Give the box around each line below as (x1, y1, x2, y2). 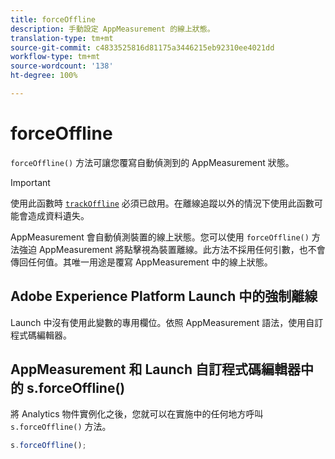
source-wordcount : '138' (10, 61, 114, 71)
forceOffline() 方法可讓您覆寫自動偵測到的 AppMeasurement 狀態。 (10, 156, 295, 168)
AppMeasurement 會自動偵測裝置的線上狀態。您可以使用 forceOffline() (10, 231, 310, 243)
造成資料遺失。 (27, 209, 90, 221)
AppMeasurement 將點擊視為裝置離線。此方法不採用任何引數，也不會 (38, 243, 326, 255)
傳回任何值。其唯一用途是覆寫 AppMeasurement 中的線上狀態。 (10, 256, 273, 268)
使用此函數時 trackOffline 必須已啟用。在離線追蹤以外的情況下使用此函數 (10, 197, 315, 209)
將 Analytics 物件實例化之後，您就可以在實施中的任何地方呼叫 (10, 408, 264, 420)
